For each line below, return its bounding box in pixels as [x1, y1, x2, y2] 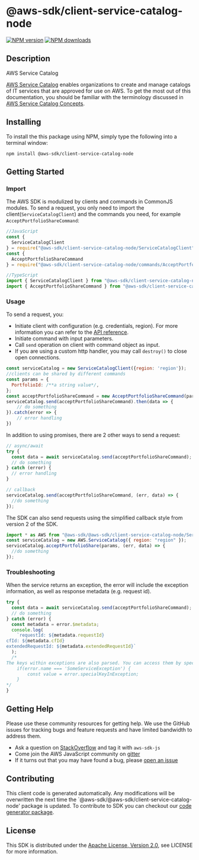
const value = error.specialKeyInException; [27, 671, 139, 677]
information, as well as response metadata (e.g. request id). [6, 588, 152, 595]
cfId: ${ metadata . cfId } [6, 638, 65, 644]
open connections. [14, 354, 61, 361]
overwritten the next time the [6, 796, 77, 803]
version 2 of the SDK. [6, 520, 58, 527]
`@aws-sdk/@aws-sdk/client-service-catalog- [78, 796, 192, 803]
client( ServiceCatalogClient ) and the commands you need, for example [6, 211, 181, 218]
